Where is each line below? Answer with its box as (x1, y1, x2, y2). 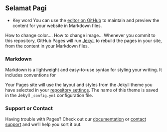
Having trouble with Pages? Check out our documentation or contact (5, 116, 146, 122)
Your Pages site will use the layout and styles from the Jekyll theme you (5, 82, 153, 88)
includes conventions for (5, 72, 56, 78)
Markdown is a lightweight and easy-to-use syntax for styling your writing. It (5, 67, 162, 73)
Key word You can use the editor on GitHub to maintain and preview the (12, 17, 160, 23)
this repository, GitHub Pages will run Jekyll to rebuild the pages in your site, (5, 37, 162, 43)
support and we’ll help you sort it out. (5, 121, 82, 127)
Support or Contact (5, 105, 53, 112)
